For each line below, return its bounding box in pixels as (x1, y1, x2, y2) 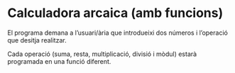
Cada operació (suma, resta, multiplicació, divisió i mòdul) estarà (7, 50, 197, 58)
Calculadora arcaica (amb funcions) (7, 5, 224, 21)
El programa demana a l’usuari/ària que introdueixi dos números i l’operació (7, 28, 229, 37)
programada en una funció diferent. (7, 57, 111, 65)
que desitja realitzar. (7, 35, 67, 44)
